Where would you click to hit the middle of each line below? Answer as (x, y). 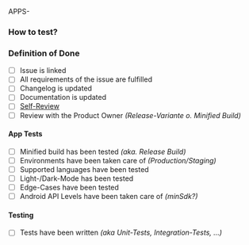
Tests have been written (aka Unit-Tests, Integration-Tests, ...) (121, 232)
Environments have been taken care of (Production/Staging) (118, 160)
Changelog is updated (56, 88)
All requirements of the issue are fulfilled (86, 79)
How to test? (33, 32)
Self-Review (39, 106)
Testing (21, 215)
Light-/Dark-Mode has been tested (77, 178)
